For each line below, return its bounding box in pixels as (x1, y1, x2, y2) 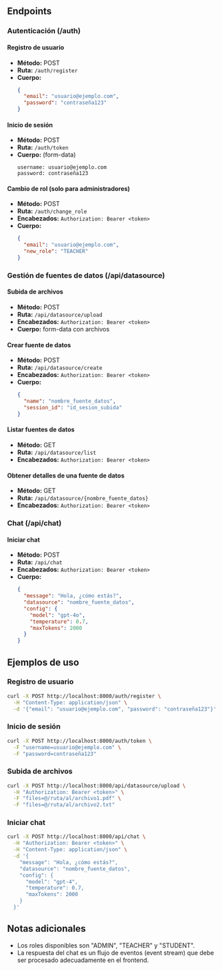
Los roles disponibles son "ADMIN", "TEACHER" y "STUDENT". (16, 941, 195, 950)
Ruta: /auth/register (16, 65, 78, 74)
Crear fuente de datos (7, 340, 71, 349)
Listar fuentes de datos (7, 425, 75, 433)
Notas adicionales (7, 923, 86, 934)
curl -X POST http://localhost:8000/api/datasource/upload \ (7, 782, 186, 789)
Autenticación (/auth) (7, 26, 81, 36)
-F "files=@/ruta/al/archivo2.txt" (13, 801, 115, 808)
